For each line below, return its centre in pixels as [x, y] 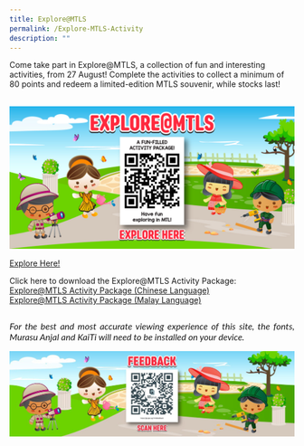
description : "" [40, 38]
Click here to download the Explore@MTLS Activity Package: [123, 281]
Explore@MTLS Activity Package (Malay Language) [105, 300]
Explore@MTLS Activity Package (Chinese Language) [109, 290]
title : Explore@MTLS [48, 19]
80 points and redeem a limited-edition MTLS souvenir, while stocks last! [145, 84]
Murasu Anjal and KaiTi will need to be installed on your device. [127, 337]
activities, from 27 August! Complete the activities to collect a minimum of [147, 75]
